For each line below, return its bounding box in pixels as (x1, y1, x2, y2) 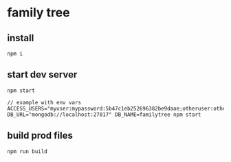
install (7, 32, 34, 44)
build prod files (7, 130, 74, 141)
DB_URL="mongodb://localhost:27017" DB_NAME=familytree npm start (7, 111, 201, 118)
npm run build (7, 148, 48, 155)
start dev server (7, 69, 78, 80)
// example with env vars (7, 99, 81, 106)
